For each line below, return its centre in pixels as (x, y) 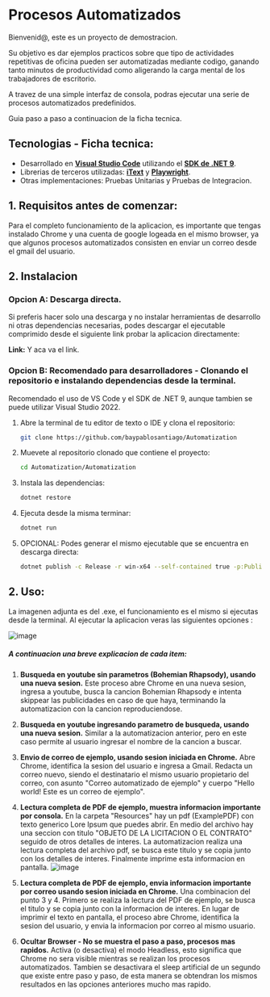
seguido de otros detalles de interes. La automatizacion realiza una (131, 841)
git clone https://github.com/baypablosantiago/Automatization (129, 438)
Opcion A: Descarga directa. (65, 299)
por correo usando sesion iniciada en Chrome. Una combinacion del (135, 891)
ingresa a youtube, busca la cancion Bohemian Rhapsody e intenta (131, 691)
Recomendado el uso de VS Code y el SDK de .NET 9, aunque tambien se (131, 398)
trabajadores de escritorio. (52, 78)
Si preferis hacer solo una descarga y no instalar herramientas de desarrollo (135, 317)
